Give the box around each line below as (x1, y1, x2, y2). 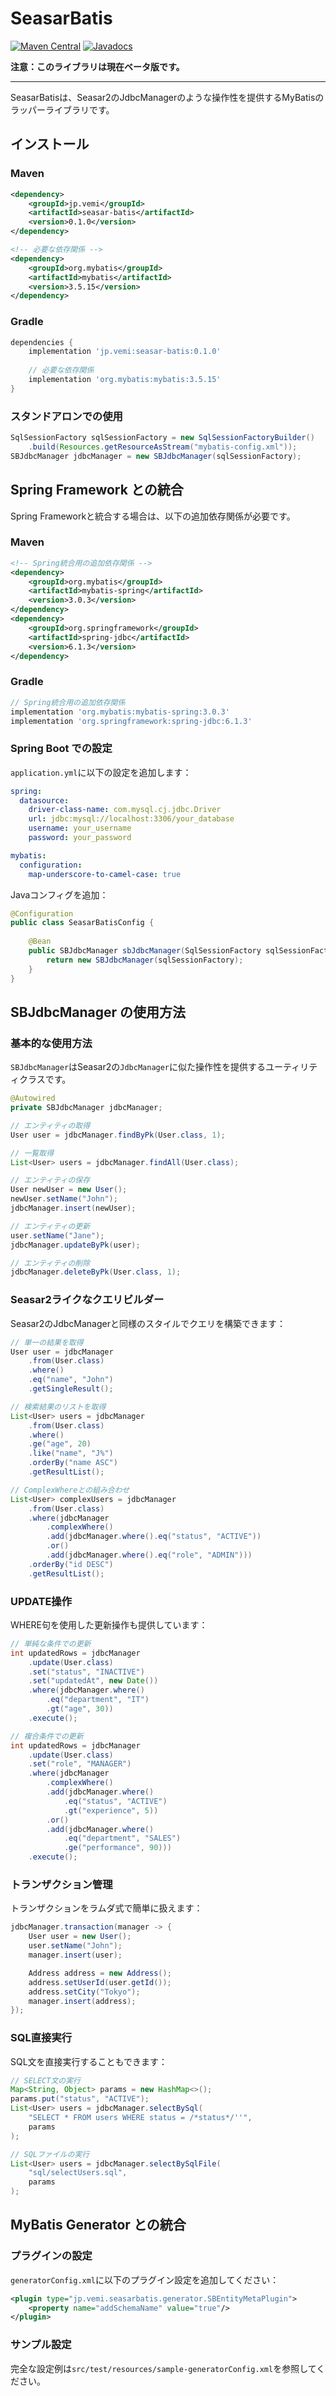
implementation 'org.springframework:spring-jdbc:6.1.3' (10, 716, 253, 726)
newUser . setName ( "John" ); (10, 1194, 118, 1204)
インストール (10, 136, 90, 153)
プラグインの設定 (10, 2249, 93, 2263)
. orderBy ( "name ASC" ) (28, 1458, 118, 1468)
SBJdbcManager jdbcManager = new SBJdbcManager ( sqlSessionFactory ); (10, 451, 302, 461)
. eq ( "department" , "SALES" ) (63, 1833, 182, 1844)
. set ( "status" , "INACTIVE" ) (28, 1667, 145, 1677)
